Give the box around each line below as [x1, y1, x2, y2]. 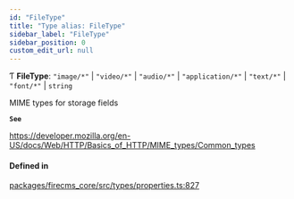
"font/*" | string [9, 80, 73, 91]
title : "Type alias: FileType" [9, 21, 126, 30]
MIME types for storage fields [9, 97, 119, 108]
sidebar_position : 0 [9, 37, 87, 47]
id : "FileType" [9, 12, 66, 22]
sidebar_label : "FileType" [9, 29, 110, 38]
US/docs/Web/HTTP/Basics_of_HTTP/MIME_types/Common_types [9, 140, 256, 151]
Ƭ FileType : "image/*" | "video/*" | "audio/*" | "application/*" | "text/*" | [9, 70, 286, 81]
